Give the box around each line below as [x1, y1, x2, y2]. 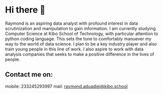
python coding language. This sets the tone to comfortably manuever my [5, 36, 152, 42]
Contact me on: [5, 70, 53, 79]
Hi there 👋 [5, 4, 45, 16]
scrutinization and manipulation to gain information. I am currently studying [5, 25, 156, 31]
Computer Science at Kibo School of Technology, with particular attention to [5, 31, 159, 36]
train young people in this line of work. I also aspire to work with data [5, 46, 144, 52]
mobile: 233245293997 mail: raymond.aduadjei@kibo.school [5, 83, 128, 89]
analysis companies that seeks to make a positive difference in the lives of [5, 51, 155, 57]
